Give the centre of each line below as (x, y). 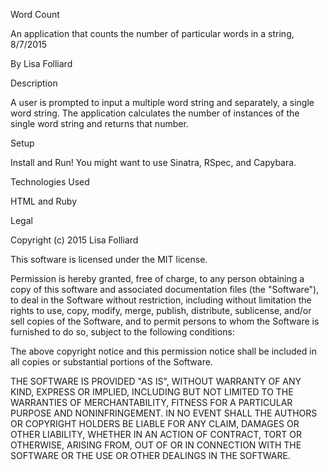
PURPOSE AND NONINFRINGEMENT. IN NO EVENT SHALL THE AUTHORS (164, 413)
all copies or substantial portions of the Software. (111, 362)
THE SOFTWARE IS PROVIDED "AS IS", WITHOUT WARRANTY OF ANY (156, 381)
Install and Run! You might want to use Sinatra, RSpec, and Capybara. (153, 162)
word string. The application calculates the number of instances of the (155, 113)
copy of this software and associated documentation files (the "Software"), (165, 289)
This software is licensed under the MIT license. (109, 259)
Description (34, 83)
